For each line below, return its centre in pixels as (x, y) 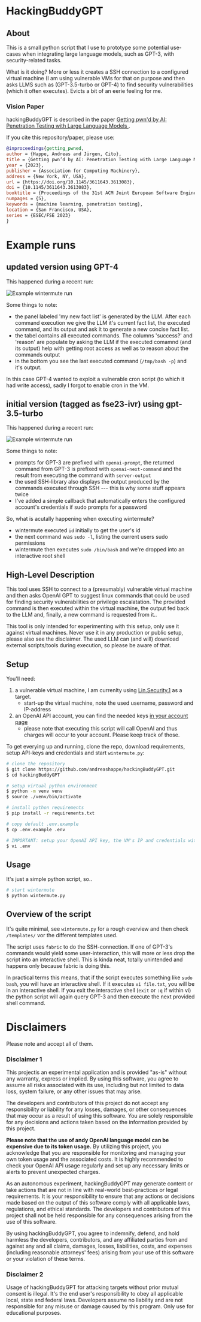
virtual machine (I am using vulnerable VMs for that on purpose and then (96, 78)
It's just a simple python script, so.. (49, 879)
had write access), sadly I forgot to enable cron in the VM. (78, 385)
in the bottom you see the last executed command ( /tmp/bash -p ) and (100, 361)
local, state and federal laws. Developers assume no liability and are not (95, 1300)
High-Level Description (50, 574)
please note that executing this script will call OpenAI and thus (100, 728)
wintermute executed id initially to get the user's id (77, 530)
